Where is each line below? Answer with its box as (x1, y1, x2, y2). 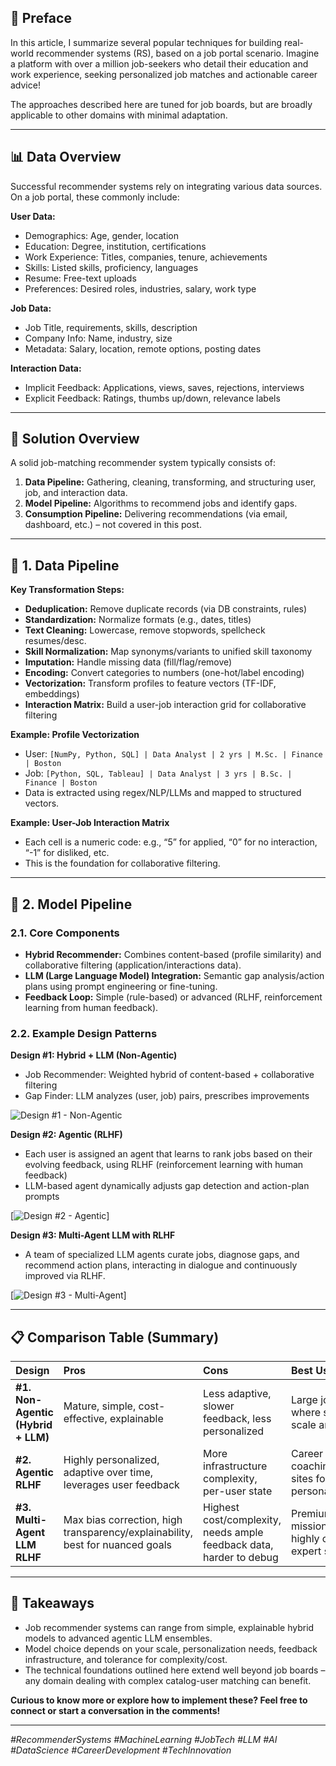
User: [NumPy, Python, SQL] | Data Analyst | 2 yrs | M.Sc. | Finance (24, 748, 323, 760)
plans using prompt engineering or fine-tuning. (24, 980, 218, 992)
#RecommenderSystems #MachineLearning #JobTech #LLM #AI (10, 1733, 278, 1745)
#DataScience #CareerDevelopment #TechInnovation (10, 1744, 232, 1756)
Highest (203, 1501, 240, 1515)
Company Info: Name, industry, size (24, 332, 173, 344)
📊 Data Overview (10, 149, 122, 166)
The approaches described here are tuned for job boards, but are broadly (10, 98, 313, 110)
